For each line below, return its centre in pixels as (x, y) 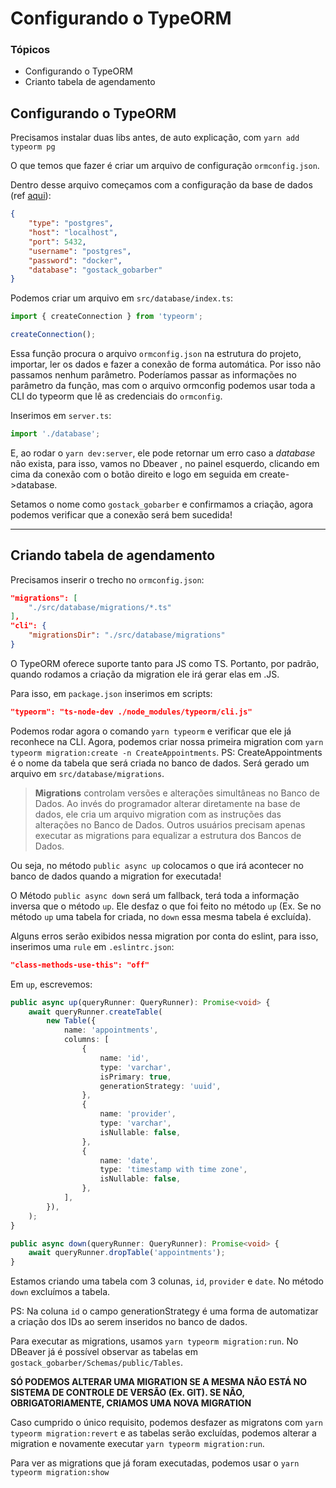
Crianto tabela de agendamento (90, 82)
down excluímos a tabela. (60, 1292)
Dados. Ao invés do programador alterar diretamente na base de (167, 803)
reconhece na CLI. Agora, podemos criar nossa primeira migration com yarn (167, 741)
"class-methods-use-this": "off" (80, 965)
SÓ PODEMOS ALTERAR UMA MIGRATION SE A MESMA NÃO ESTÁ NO (158, 1382)
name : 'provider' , (138, 1114)
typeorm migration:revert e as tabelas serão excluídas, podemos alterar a (163, 1433)
